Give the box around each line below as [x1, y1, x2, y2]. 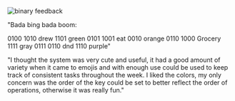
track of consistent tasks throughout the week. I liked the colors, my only [7, 71, 221, 79]
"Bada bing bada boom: [7, 21, 77, 28]
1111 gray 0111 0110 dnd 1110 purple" [7, 42, 111, 50]
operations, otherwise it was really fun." [7, 86, 124, 94]
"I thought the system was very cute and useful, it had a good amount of [7, 55, 221, 64]
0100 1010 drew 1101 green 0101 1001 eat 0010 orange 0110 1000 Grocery [7, 34, 221, 43]
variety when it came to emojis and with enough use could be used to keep [7, 63, 229, 71]
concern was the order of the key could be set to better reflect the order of [7, 78, 228, 87]
